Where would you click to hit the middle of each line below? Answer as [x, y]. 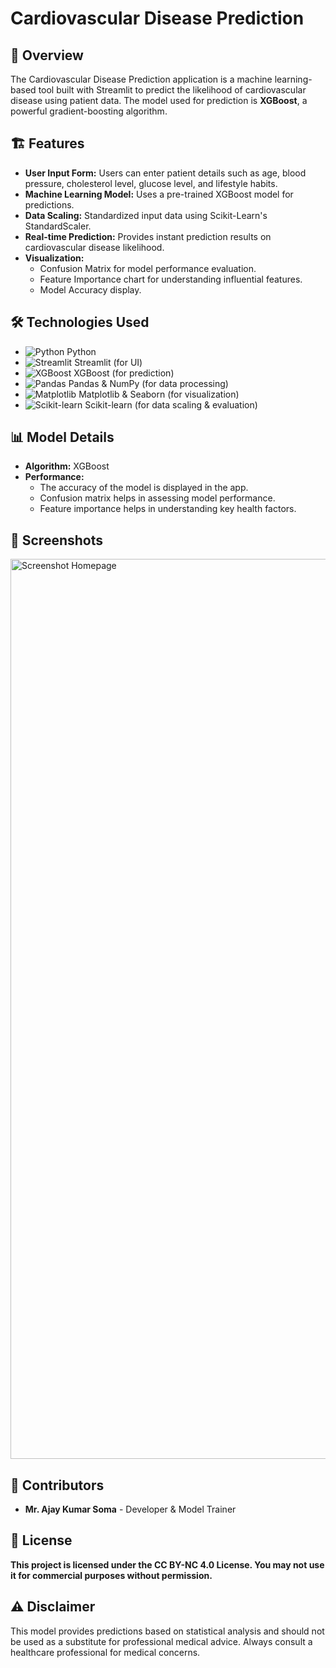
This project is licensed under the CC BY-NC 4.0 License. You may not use [167, 1564]
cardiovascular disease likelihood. [94, 247]
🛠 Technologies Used [80, 322]
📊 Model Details [62, 437]
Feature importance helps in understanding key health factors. [168, 509]
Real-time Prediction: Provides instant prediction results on [148, 236]
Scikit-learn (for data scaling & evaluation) [171, 404]
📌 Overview [47, 55]
